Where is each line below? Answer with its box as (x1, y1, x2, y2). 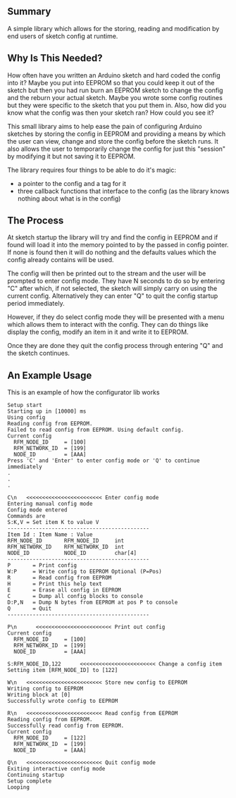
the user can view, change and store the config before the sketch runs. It (7, 137, 218, 145)
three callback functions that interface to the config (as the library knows (17, 187, 230, 195)
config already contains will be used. (7, 256, 114, 264)
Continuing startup (7, 771, 65, 779)
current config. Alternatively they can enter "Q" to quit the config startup (7, 292, 218, 300)
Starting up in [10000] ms (7, 408, 87, 415)
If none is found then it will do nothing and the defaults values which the (7, 248, 217, 256)
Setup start (7, 401, 42, 409)
